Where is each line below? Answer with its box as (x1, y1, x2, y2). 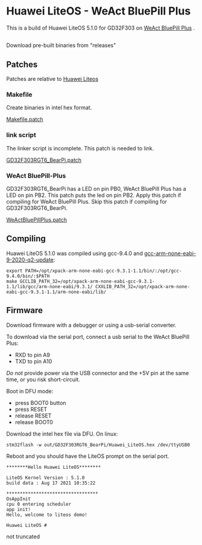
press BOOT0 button (14, 399, 66, 406)
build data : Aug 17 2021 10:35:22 (6, 480, 96, 486)
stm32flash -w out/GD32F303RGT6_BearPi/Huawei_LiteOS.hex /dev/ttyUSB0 (6, 442, 190, 448)
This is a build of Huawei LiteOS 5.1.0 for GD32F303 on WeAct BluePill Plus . (6, 24, 195, 31)
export (6, 268, 23, 274)
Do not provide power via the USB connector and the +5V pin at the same (6, 369, 189, 376)
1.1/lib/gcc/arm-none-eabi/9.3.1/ (6, 283, 93, 289)
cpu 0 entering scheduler (6, 501, 71, 507)
